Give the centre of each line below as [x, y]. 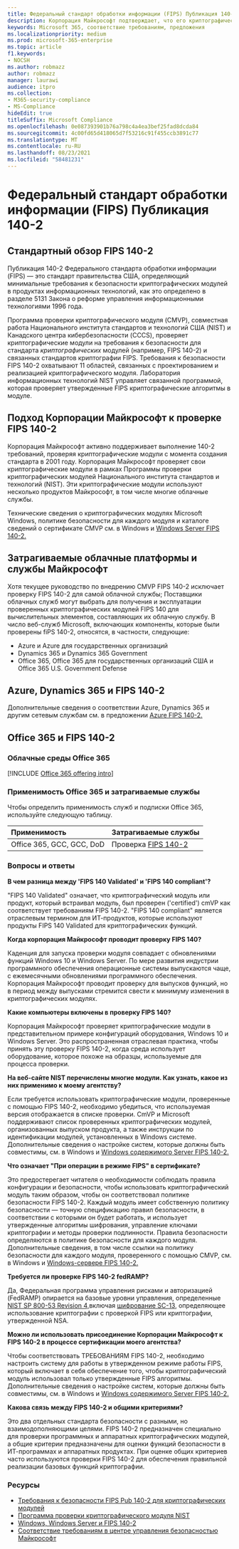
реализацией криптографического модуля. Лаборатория [94, 373]
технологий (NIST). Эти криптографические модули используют [105, 484]
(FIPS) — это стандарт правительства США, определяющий [98, 275]
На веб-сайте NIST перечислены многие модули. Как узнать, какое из [117, 1077]
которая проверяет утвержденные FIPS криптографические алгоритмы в [119, 388]
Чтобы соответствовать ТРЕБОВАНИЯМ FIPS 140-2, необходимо [106, 1355]
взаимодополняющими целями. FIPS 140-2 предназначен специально [114, 1429]
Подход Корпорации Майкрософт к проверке [115, 418]
